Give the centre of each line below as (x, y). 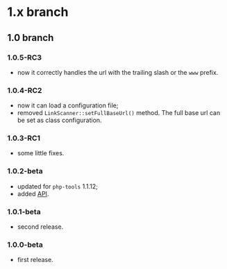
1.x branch (38, 12)
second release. (40, 227)
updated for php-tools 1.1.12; (58, 186)
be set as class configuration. (59, 120)
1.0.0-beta (25, 245)
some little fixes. (41, 153)
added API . (33, 193)
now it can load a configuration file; (68, 105)
